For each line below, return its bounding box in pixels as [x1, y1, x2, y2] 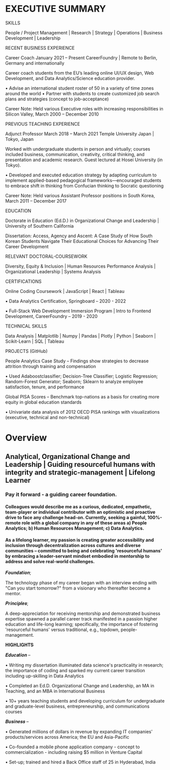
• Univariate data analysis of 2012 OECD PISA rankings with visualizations [5, 409, 160, 415]
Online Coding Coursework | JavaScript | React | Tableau [5, 288, 125, 294]
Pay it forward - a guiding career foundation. [5, 491, 117, 498]
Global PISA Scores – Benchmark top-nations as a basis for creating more [5, 393, 160, 399]
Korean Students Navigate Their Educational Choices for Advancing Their [5, 238, 159, 244]
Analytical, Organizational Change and [5, 452, 130, 461]
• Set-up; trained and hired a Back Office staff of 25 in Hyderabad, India [5, 759, 156, 765]
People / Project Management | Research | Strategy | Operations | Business [5, 29, 163, 35]
